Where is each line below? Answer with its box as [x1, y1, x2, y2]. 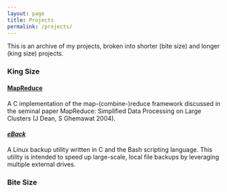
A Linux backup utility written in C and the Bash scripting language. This [7, 145, 212, 153]
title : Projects [7, 17, 54, 24]
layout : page [7, 10, 45, 17]
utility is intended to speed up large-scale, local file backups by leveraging [7, 152, 219, 161]
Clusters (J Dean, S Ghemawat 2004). [7, 114, 116, 122]
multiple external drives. [7, 160, 76, 168]
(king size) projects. [7, 49, 64, 58]
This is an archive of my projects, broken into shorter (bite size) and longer [7, 42, 220, 51]
